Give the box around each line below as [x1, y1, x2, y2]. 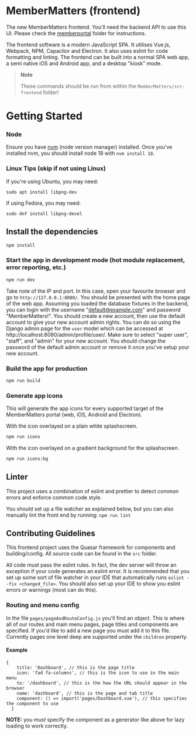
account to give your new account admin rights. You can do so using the [6, 319, 181, 326]
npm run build [6, 377, 41, 384]
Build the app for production [6, 364, 88, 372]
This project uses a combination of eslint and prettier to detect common [6, 487, 179, 494]
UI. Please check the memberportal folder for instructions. [6, 29, 146, 36]
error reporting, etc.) [6, 263, 66, 272]
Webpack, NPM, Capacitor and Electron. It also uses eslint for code [6, 47, 169, 54]
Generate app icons [6, 391, 63, 399]
